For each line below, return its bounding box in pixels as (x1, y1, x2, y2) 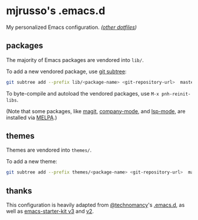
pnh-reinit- (161, 91, 191, 97)
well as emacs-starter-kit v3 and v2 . (6, 208, 94, 215)
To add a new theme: (6, 158, 58, 165)
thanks (6, 186, 32, 196)
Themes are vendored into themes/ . (6, 146, 92, 154)
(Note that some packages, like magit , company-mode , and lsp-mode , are (6, 107, 186, 114)
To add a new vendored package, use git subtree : (6, 68, 127, 75)
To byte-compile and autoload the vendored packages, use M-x (6, 90, 159, 97)
